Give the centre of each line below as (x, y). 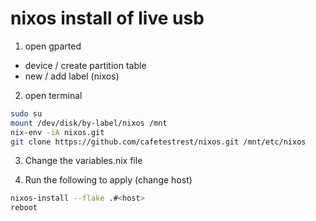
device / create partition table (85, 65)
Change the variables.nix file (83, 161)
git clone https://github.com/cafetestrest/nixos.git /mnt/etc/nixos (158, 142)
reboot (24, 208)
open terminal (53, 95)
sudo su (26, 113)
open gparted (53, 46)
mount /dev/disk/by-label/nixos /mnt (89, 123)
